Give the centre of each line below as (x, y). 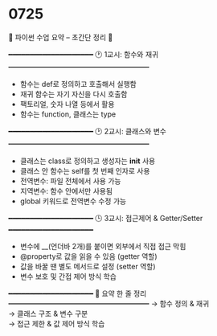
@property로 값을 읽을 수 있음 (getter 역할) (89, 256)
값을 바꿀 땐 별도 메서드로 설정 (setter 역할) (88, 266)
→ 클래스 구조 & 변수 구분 (48, 313)
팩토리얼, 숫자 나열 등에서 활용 (67, 104)
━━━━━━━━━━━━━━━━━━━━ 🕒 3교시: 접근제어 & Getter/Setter (106, 218)
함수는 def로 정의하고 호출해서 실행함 (78, 84)
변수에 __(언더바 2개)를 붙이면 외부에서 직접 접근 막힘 (103, 246)
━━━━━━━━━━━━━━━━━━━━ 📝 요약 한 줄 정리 (78, 293)
